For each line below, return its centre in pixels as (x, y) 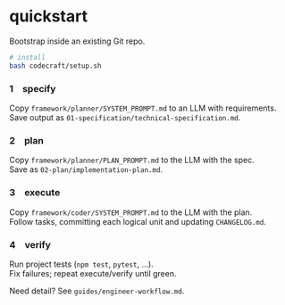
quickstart (48, 16)
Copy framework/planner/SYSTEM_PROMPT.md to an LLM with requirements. (143, 108)
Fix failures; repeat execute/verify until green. (93, 273)
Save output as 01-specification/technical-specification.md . (125, 117)
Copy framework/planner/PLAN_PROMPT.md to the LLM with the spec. (132, 160)
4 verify (30, 244)
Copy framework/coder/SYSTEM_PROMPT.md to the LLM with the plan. (131, 212)
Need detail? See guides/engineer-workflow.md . (97, 291)
